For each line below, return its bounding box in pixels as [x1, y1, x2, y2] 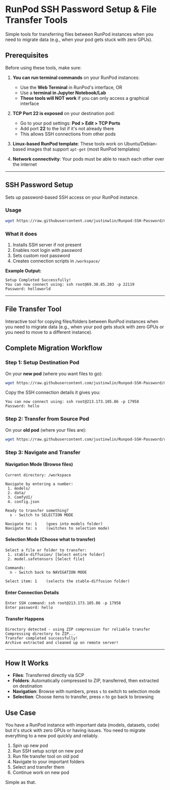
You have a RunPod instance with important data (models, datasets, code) [5, 722, 160, 728]
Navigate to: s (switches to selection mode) [5, 525, 110, 531]
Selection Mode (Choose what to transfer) [5, 536, 96, 543]
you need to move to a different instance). [5, 329, 93, 335]
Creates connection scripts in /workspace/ [12, 258, 100, 264]
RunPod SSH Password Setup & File [5, 4, 157, 15]
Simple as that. [5, 779, 36, 785]
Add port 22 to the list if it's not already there [20, 125, 114, 131]
